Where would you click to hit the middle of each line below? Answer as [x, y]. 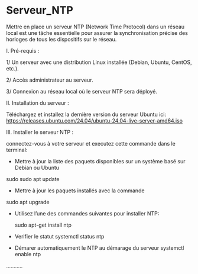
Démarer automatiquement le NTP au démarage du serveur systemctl [99, 248]
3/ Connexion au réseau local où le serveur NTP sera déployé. [82, 91]
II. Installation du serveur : [38, 103]
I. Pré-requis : [23, 50]
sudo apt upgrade [28, 202]
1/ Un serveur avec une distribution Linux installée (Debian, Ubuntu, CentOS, [99, 62]
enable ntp [28, 254]
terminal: [17, 150]
